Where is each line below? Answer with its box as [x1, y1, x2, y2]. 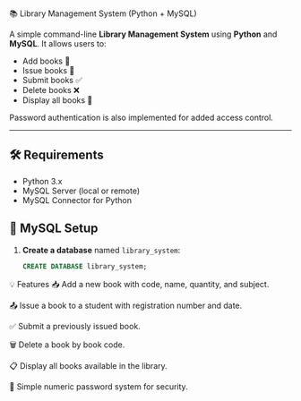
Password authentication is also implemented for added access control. [9, 112, 273, 123]
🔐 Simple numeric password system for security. [9, 380, 188, 392]
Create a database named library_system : [21, 244, 181, 255]
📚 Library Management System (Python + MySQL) [9, 8, 197, 19]
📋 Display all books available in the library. [9, 360, 168, 371]
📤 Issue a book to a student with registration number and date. [9, 300, 243, 311]
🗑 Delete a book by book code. [9, 339, 125, 350]
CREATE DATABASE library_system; [21, 261, 148, 271]
